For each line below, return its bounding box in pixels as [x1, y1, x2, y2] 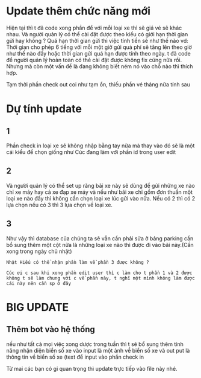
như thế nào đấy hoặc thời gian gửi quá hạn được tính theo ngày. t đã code [6, 50, 191, 57]
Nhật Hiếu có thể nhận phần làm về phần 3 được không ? [6, 259, 149, 265]
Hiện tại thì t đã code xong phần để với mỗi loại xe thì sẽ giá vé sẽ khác [6, 24, 182, 31]
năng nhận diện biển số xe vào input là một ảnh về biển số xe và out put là [6, 347, 190, 354]
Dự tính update [6, 102, 82, 116]
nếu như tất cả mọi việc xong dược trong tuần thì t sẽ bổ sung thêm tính [6, 340, 184, 348]
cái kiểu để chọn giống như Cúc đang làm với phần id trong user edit [6, 148, 176, 155]
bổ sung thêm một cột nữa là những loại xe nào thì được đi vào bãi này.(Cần [6, 241, 194, 248]
